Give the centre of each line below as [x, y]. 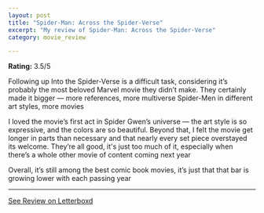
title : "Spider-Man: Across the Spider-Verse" [86, 23]
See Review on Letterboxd [51, 201]
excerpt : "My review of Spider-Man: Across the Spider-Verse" [112, 30]
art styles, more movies [46, 106]
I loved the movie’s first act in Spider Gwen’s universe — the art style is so [128, 121]
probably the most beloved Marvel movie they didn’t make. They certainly [127, 90]
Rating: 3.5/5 [29, 67]
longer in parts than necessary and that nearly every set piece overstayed [128, 139]
